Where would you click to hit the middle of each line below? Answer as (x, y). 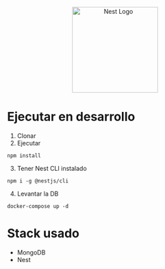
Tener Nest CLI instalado (52, 168)
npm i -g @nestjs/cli (38, 181)
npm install (24, 155)
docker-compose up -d (38, 206)
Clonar (26, 136)
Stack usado (43, 234)
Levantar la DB (38, 194)
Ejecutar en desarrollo (71, 117)
